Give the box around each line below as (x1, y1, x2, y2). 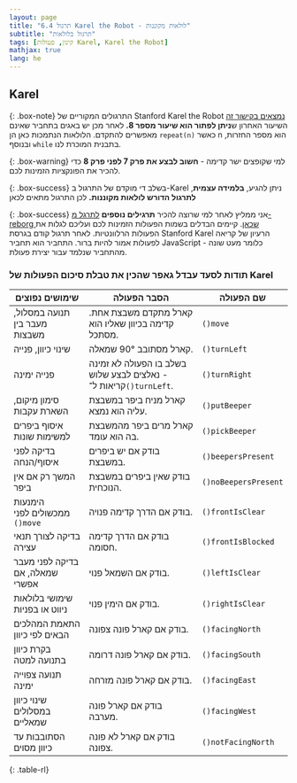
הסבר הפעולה (112, 291, 170, 304)
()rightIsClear (202, 599, 266, 609)
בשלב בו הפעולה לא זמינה (88, 358, 187, 370)
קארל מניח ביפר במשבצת (88, 394, 186, 407)
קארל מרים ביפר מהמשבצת (88, 420, 194, 432)
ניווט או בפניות (13, 603, 68, 616)
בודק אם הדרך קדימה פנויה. (88, 506, 193, 518)
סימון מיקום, (13, 394, 59, 407)
